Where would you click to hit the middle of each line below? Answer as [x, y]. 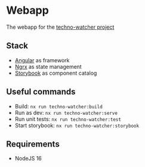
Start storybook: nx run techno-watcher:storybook [77, 125]
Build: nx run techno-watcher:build [58, 106]
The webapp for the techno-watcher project [60, 27]
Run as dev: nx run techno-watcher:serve [66, 113]
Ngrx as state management [48, 66]
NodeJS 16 [28, 159]
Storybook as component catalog [56, 73]
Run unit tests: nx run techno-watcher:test [68, 119]
